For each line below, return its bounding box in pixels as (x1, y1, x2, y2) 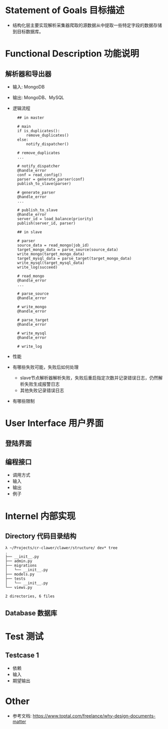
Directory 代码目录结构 (5, 531, 77, 540)
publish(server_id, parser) (17, 221, 76, 226)
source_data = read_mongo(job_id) (17, 242, 89, 248)
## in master (17, 115, 45, 120)
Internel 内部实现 (5, 510, 76, 522)
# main (17, 124, 31, 129)
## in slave (17, 229, 42, 234)
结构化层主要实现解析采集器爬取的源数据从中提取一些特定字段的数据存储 (12, 22, 162, 28)
